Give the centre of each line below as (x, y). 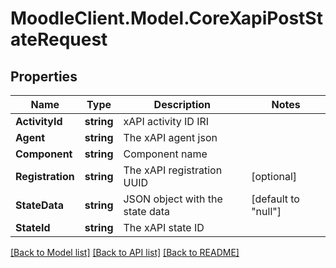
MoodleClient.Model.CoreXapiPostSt (166, 18)
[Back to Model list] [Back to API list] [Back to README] (125, 252)
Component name (165, 154)
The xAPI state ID (164, 227)
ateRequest (59, 39)
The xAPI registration (173, 170)
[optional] (274, 176)
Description (182, 104)
